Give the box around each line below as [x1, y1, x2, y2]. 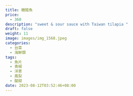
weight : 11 [5, 31, 28, 36]
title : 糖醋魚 [5, 7, 33, 13]
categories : [5, 41, 30, 46]
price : [5, 12, 19, 17]
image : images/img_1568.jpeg [5, 36, 67, 41]
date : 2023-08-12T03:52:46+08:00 [5, 83, 76, 88]
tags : [5, 54, 17, 60]
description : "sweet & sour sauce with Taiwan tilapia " [5, 21, 128, 27]
